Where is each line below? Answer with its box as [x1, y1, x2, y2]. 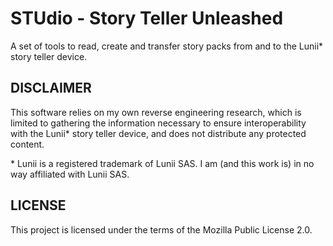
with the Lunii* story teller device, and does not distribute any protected [10, 127, 307, 139]
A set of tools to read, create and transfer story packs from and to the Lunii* [10, 40, 324, 52]
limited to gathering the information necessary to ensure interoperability [10, 117, 307, 129]
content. [10, 138, 45, 150]
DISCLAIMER [10, 80, 92, 97]
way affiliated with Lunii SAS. [10, 168, 130, 180]
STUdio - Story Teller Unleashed [10, 7, 284, 30]
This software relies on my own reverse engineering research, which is [10, 106, 302, 118]
